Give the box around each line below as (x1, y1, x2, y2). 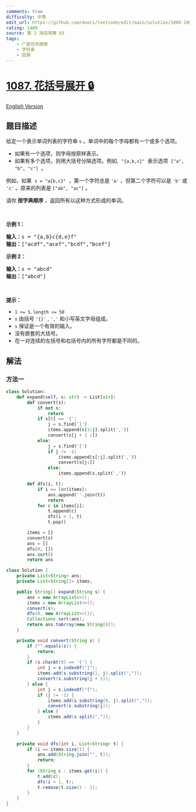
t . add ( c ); (37, 773, 61, 779)
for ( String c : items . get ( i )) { (27, 768, 108, 774)
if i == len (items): (37, 486, 87, 492)
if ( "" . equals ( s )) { (27, 643, 77, 649)
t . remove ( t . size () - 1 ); (37, 784, 98, 790)
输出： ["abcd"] (6, 273, 47, 280)
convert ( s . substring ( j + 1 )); (37, 676, 111, 682)
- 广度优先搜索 (16, 42, 48, 47)
